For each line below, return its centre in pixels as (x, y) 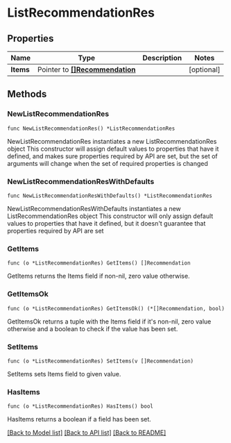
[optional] (204, 69)
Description (162, 58)
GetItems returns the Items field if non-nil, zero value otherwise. (99, 276)
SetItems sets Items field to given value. (64, 374)
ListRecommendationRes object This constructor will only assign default (110, 216)
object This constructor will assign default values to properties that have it (113, 149)
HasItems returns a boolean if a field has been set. (79, 419)
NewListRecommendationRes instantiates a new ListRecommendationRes (112, 141)
